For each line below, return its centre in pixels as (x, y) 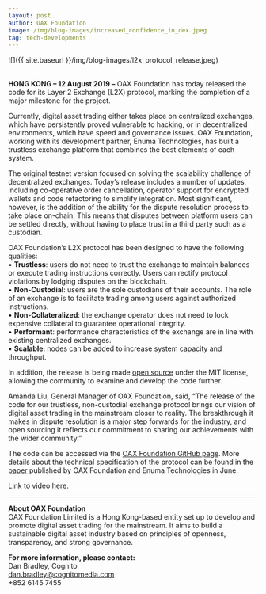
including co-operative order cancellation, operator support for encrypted (129, 190)
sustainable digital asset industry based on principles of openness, (117, 534)
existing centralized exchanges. (60, 341)
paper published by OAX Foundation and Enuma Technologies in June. (123, 470)
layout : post (30, 15)
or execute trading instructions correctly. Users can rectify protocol (118, 273)
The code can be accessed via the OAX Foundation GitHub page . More (124, 454)
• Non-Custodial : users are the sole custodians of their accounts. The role (130, 290)
